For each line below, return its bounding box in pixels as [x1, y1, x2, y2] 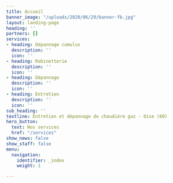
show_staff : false [6, 140, 51, 147]
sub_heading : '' [6, 108, 46, 114]
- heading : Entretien [6, 91, 60, 97]
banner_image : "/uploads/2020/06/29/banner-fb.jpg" [6, 14, 136, 20]
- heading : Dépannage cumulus [6, 42, 81, 48]
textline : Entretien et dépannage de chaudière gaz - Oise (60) [6, 113, 168, 119]
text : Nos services [11, 124, 60, 130]
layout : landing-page [6, 20, 60, 25]
